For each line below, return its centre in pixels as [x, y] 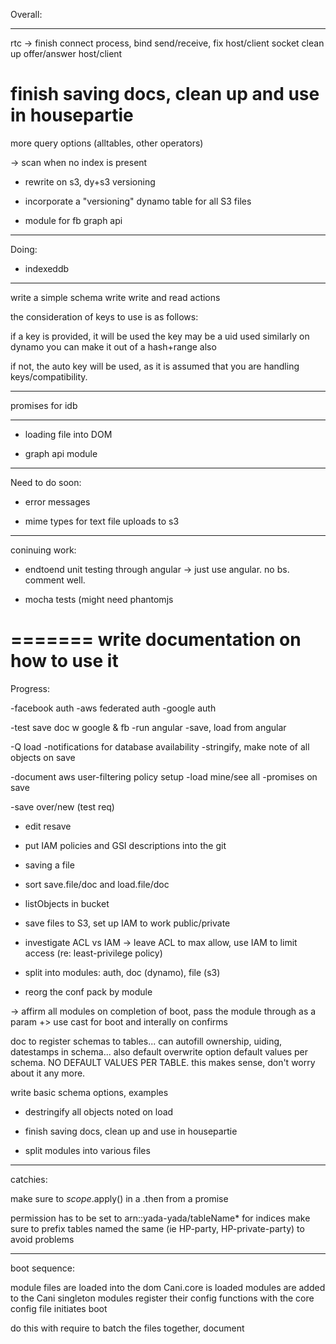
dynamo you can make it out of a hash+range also [113, 346]
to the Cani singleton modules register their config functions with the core [162, 1298]
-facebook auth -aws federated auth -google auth [113, 708]
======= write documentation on [156, 640]
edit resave [48, 826]
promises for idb [44, 405]
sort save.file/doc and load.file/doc [97, 884]
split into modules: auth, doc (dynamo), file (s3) [122, 972]
